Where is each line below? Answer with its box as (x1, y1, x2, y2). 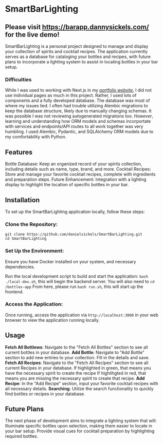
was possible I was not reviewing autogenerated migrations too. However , (5, 113, 153, 119)
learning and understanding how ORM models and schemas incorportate (5, 118, 151, 124)
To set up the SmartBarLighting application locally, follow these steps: (5, 209, 145, 214)
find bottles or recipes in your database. (5, 391, 85, 397)
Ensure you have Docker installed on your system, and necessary (5, 258, 136, 264)
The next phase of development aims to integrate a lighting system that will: (5, 418, 157, 424)
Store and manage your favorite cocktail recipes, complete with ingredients (5, 172, 156, 177)
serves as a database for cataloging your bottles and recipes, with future (5, 54, 151, 59)
